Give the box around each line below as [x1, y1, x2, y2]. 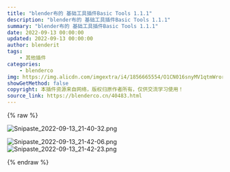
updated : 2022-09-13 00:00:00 [7, 35, 94, 42]
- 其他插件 [19, 55, 47, 61]
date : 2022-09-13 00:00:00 [7, 29, 84, 36]
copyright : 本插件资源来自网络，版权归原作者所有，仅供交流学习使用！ [7, 86, 183, 93]
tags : [7, 48, 23, 55]
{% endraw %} [7, 158, 49, 166]
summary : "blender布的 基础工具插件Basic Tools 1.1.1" [7, 23, 159, 29]
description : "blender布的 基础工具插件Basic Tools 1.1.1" [7, 16, 171, 23]
